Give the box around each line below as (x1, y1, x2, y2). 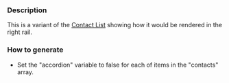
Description (7, 5, 47, 15)
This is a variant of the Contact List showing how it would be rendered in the (7, 21, 223, 29)
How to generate (7, 45, 64, 54)
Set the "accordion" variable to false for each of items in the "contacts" (16, 61, 219, 69)
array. (16, 67, 34, 76)
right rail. (7, 28, 33, 36)
